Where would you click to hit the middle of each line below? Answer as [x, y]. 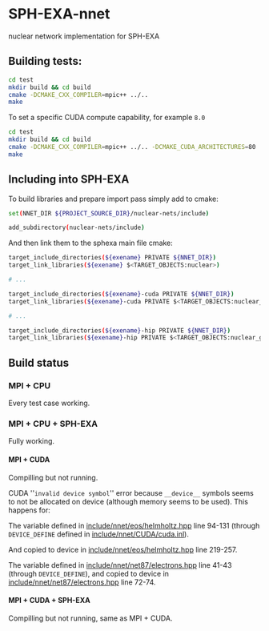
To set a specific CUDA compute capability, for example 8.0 [107, 118]
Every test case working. [49, 403]
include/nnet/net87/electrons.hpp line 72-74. [82, 582]
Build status [39, 362]
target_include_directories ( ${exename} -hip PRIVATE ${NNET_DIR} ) [119, 330]
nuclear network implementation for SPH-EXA [84, 36]
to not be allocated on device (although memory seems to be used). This [128, 501]
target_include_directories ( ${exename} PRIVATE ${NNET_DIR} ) [112, 258]
